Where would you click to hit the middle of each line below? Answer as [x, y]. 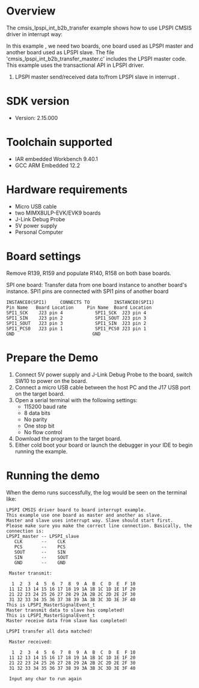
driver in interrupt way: [35, 34]
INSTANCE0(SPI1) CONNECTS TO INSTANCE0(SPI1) [80, 302]
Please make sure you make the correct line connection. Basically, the [99, 526]
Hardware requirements [67, 190]
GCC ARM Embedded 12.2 [47, 165]
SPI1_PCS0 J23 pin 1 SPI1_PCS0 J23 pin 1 [76, 329]
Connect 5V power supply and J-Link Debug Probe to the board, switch [104, 374]
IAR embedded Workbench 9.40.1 [56, 159]
